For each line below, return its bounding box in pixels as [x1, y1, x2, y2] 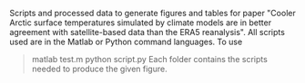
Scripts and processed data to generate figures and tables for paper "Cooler [9, 8, 296, 18]
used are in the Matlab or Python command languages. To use [9, 36, 243, 47]
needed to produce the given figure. [31, 63, 168, 74]
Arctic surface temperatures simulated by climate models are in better [9, 17, 271, 28]
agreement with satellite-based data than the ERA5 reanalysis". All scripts [9, 27, 285, 37]
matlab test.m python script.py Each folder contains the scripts [31, 54, 269, 64]
